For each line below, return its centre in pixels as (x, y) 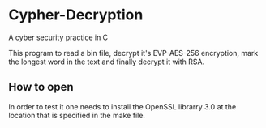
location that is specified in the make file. (77, 115)
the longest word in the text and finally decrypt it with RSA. (107, 62)
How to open (41, 87)
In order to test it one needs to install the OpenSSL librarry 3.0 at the (122, 106)
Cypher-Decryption (76, 15)
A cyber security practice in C (58, 37)
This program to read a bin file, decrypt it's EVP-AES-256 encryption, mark (133, 53)
